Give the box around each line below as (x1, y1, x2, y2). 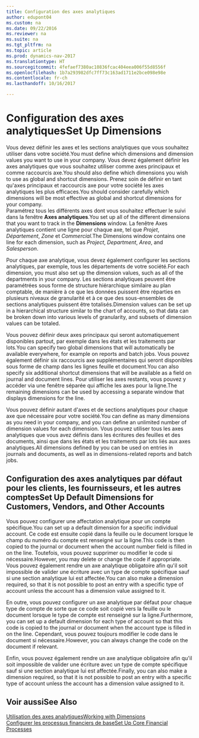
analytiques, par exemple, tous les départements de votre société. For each (6, 262, 189, 270)
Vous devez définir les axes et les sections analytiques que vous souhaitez (6, 143, 189, 151)
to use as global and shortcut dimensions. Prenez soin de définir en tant (6, 175, 182, 182)
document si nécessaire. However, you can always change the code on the (6, 636, 188, 643)
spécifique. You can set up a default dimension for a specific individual (6, 524, 178, 531)
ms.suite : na (6, 36, 39, 42)
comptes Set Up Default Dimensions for (6, 492, 154, 503)
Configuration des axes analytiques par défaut (6, 474, 182, 484)
